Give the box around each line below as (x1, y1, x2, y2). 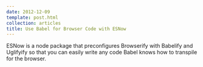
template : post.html (6, 14, 59, 21)
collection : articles (6, 20, 61, 26)
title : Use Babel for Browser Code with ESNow (6, 25, 126, 32)
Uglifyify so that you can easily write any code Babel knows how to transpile (6, 49, 198, 56)
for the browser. (6, 55, 47, 62)
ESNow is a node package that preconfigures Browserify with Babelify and (6, 42, 193, 49)
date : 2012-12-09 (6, 8, 50, 15)
